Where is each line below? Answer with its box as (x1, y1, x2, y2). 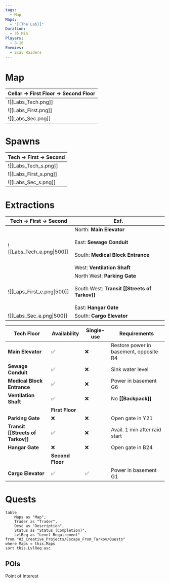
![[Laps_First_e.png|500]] (8, 288, 69, 295)
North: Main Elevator (74, 226, 125, 233)
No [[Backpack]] (111, 395, 152, 402)
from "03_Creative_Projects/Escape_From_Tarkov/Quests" (5, 537, 125, 542)
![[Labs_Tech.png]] (8, 98, 53, 106)
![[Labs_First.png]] (8, 107, 53, 114)
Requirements (119, 330, 154, 337)
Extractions (5, 199, 55, 211)
